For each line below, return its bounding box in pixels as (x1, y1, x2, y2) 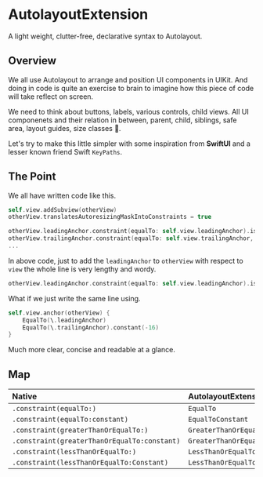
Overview (8, 54, 57, 67)
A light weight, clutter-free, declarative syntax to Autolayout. (8, 31, 203, 41)
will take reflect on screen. (8, 92, 94, 101)
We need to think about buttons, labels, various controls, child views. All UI (8, 107, 249, 116)
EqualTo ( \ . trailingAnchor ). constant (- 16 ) (22, 323, 159, 331)
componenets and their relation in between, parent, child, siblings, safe (8, 115, 237, 125)
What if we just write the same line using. (8, 293, 141, 303)
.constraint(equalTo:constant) (12, 415, 129, 424)
